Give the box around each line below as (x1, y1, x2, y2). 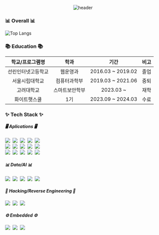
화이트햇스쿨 (14, 96, 42, 103)
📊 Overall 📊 (5, 17, 36, 24)
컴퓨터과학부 (55, 77, 83, 84)
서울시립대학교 (12, 77, 44, 84)
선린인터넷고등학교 (7, 68, 49, 75)
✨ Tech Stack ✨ (5, 111, 43, 118)
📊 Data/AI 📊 (5, 162, 32, 168)
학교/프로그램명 (11, 58, 45, 65)
